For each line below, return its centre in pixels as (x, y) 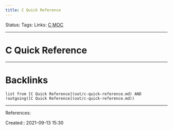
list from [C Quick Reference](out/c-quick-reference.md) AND (73, 94)
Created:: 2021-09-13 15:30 (34, 123)
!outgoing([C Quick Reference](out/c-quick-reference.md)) (70, 98)
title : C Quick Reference (33, 10)
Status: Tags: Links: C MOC (34, 25)
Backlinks (27, 80)
